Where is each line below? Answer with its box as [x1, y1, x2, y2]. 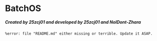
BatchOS [5, 3, 41, 14]
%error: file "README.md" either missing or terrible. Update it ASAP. [5, 31, 153, 36]
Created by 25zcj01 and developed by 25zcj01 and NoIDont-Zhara [5, 19, 141, 25]
